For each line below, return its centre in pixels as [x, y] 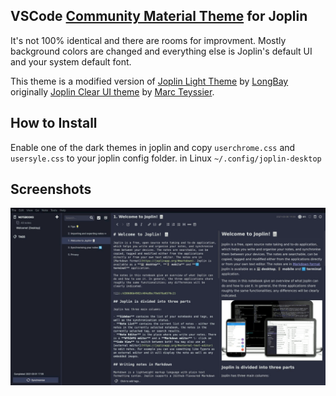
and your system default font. [71, 61]
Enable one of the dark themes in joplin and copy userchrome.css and [153, 147]
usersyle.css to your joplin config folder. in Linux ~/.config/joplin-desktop [166, 158]
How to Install [54, 123]
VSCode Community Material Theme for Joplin [159, 16]
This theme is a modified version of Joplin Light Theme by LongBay [149, 81]
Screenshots [51, 189]
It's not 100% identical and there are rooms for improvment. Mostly [148, 40]
